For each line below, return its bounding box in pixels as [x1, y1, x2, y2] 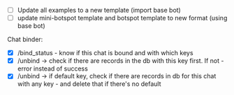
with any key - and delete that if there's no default [17, 80, 161, 88]
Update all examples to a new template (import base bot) [17, 6, 182, 14]
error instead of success [17, 64, 89, 73]
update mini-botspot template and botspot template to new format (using [17, 14, 228, 22]
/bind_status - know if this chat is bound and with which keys [17, 49, 193, 57]
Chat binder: [7, 35, 43, 44]
